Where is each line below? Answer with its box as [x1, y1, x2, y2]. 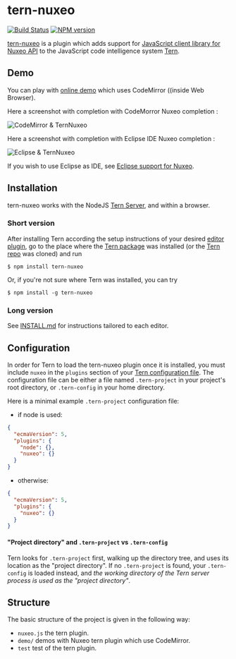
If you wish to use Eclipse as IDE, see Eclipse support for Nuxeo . [7, 162, 195, 170]
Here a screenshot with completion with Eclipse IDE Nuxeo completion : [7, 134, 216, 143]
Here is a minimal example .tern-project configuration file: [7, 397, 180, 405]
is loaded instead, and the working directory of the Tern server [27, 569, 210, 577]
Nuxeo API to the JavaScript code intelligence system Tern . [7, 47, 180, 55]
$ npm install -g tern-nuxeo [7, 289, 93, 296]
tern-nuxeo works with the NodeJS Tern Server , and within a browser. [7, 200, 210, 210]
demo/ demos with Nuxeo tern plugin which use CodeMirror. [17, 636, 191, 645]
